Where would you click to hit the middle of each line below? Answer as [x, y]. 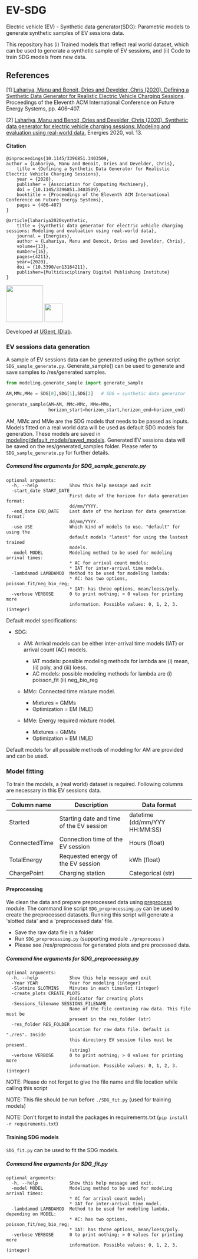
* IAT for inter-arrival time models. [117, 568]
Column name [32, 805]
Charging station [82, 873]
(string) [80, 1051]
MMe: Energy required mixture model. [70, 720]
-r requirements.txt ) [32, 1124]
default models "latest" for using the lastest [129, 537]
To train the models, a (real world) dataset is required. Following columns [95, 784]
